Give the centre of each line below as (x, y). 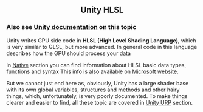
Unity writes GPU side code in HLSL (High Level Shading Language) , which (101, 40)
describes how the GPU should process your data (69, 53)
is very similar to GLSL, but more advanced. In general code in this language (102, 47)
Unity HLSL (102, 10)
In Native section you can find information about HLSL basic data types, (96, 65)
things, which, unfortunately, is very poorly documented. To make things (97, 96)
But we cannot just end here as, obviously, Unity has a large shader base (98, 83)
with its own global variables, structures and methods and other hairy (93, 90)
